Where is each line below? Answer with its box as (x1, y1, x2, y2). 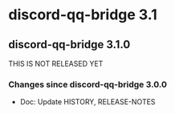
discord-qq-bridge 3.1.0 (8, 38, 131, 51)
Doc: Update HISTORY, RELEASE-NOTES (19, 97, 156, 107)
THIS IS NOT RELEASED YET (8, 59, 104, 68)
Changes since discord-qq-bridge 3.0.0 (8, 79, 167, 90)
